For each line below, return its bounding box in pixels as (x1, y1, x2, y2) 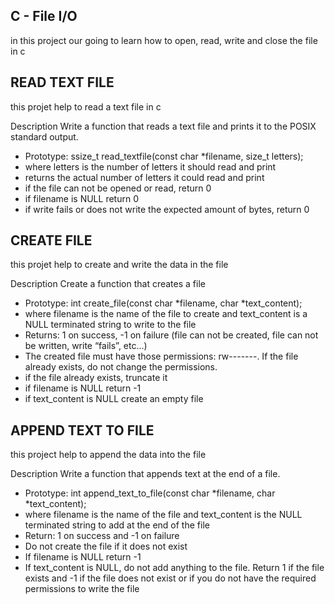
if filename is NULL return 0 (24, 192, 139, 204)
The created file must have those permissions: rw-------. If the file (24, 350, 299, 363)
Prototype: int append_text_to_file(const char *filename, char (24, 487, 276, 499)
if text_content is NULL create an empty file (24, 393, 204, 405)
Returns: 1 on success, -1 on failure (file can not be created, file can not (24, 329, 319, 341)
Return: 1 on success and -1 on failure (24, 530, 180, 542)
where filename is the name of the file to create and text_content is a (24, 308, 308, 320)
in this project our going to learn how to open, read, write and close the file (10, 34, 318, 46)
